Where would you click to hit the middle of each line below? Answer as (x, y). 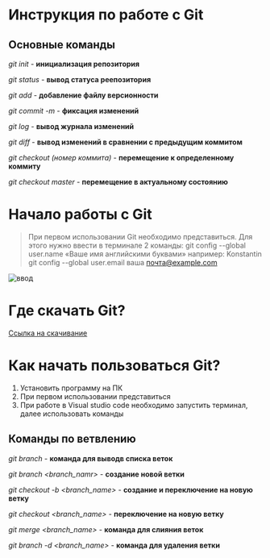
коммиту (25, 166)
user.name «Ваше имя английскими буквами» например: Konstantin (145, 254)
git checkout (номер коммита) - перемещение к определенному (121, 158)
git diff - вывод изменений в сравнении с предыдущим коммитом (126, 142)
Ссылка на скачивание (48, 333)
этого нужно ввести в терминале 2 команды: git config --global (137, 245)
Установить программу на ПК (71, 388)
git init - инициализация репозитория (74, 64)
